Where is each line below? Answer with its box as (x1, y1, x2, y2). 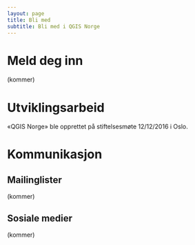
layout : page (7, 10, 45, 17)
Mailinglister (7, 174, 62, 186)
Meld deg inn (7, 52, 83, 68)
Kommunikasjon (7, 146, 103, 162)
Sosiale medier (7, 212, 73, 224)
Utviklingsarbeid (7, 99, 105, 115)
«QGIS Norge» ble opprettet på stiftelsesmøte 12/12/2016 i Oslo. (7, 122, 188, 131)
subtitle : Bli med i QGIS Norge (7, 23, 100, 30)
